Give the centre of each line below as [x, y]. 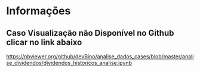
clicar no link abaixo [44, 42]
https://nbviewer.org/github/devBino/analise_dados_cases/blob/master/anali [100, 57]
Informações [39, 11]
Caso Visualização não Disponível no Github [90, 33]
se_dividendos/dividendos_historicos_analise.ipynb [69, 63]
